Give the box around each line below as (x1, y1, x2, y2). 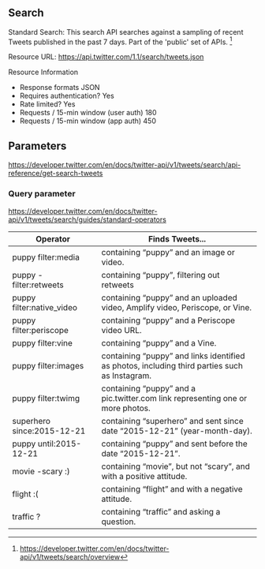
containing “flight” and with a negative (101, 483, 243, 494)
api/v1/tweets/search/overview (19, 552, 121, 561)
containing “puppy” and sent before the (101, 438, 248, 449)
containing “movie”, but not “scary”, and (101, 461, 251, 472)
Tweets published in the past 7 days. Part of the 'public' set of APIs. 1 (8, 36, 233, 47)
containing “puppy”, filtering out (101, 269, 220, 280)
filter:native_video (12, 301, 77, 313)
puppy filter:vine (12, 337, 73, 348)
